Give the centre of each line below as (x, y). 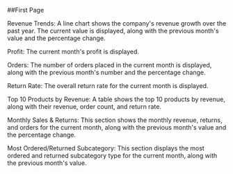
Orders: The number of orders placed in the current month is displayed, (110, 65)
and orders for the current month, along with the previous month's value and (117, 127)
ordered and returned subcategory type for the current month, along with (112, 156)
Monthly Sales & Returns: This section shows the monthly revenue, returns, (115, 120)
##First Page (26, 10)
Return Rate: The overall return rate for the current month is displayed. (108, 86)
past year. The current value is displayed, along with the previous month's (113, 31)
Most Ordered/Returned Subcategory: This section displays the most (106, 148)
